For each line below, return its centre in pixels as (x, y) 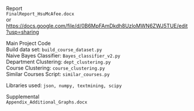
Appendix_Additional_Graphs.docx (47, 102)
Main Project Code (28, 43)
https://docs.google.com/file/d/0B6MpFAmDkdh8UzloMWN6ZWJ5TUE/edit (97, 26)
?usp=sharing (22, 32)
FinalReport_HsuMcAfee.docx (40, 14)
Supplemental (23, 96)
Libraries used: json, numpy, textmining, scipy (64, 85)
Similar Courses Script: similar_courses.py (58, 74)
